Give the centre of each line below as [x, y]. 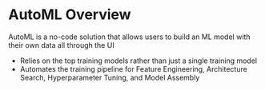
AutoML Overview [70, 15]
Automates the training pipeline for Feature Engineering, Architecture [134, 68]
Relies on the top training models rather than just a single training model [139, 61]
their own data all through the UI [61, 45]
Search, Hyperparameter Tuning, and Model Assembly [110, 77]
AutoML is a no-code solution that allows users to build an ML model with [129, 37]
